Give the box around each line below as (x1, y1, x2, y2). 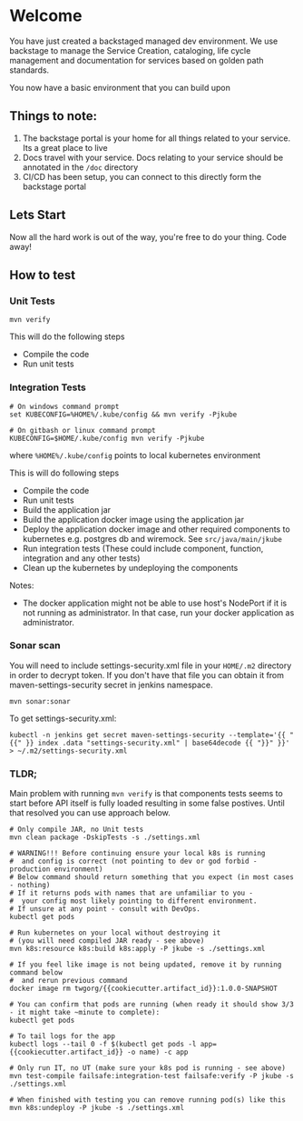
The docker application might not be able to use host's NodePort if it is (22, 597, 288, 608)
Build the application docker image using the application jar (22, 514, 245, 525)
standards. (9, 65, 50, 75)
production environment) (9, 865, 103, 874)
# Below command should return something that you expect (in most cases (9, 873, 295, 882)
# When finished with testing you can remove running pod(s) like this (9, 1096, 286, 1105)
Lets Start (9, 207, 66, 223)
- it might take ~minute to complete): (9, 1008, 161, 1017)
